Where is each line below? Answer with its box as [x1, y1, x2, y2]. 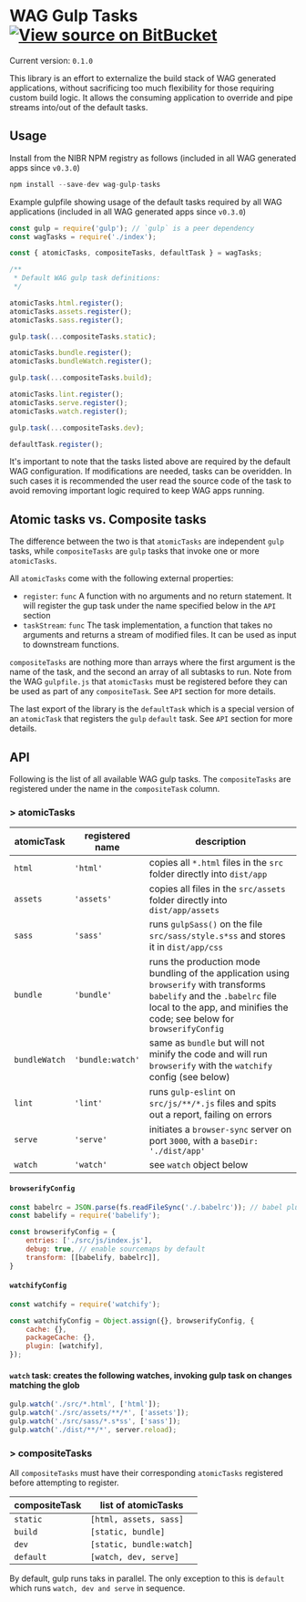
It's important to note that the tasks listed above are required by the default [9, 456, 291, 467]
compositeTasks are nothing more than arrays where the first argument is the [9, 657, 296, 668]
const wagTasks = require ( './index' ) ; [9, 232, 157, 242]
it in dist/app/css [148, 941, 223, 953]
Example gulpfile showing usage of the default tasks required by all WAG [9, 196, 282, 207]
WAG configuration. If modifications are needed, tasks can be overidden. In [9, 466, 292, 477]
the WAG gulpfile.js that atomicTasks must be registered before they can [9, 676, 289, 687]
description [195, 836, 247, 848]
